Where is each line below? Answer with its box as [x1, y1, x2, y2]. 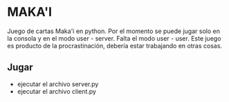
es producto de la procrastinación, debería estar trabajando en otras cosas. [7, 41, 223, 50]
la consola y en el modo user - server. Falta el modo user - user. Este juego [7, 34, 221, 42]
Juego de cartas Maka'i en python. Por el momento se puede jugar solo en [7, 27, 220, 35]
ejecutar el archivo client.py [17, 87, 97, 95]
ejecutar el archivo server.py [17, 80, 99, 88]
